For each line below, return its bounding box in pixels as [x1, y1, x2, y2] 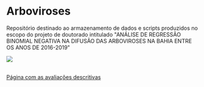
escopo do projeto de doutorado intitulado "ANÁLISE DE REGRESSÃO [6, 30, 181, 38]
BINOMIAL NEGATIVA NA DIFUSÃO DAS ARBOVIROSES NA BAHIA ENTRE [6, 37, 192, 44]
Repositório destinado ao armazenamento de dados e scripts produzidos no [6, 24, 198, 32]
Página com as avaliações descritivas [6, 73, 101, 80]
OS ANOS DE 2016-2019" [6, 44, 70, 51]
